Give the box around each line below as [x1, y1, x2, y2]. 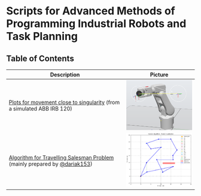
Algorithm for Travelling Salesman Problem [8, 154, 114, 161]
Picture [150, 71, 169, 78]
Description [50, 71, 80, 78]
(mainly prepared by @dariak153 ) [8, 160, 93, 167]
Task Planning [6, 30, 78, 43]
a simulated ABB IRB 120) [8, 105, 73, 112]
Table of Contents [6, 53, 75, 63]
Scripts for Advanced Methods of [6, 4, 175, 18]
